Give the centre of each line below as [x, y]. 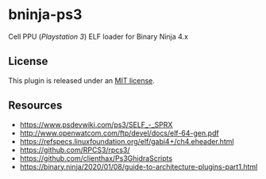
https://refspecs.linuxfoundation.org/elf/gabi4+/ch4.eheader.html [127, 141]
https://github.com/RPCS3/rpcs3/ [75, 150]
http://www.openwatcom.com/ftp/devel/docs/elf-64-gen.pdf [120, 133]
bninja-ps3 [45, 15]
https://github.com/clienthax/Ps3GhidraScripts [96, 158]
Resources [35, 106]
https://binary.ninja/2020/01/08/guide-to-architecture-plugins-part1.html [139, 166]
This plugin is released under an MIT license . [81, 80]
